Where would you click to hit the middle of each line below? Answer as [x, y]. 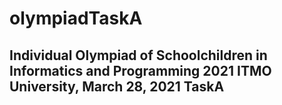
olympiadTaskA [76, 18]
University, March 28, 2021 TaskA [117, 86]
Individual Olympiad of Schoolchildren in [138, 55]
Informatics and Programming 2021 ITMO [140, 70]
